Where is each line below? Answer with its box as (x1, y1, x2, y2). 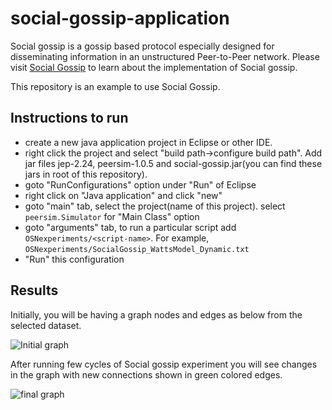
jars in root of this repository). (24, 168, 148, 180)
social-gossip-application (10, 7, 230, 30)
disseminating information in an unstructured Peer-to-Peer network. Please (10, 50, 320, 62)
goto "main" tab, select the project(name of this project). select (24, 200, 286, 212)
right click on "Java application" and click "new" (24, 189, 223, 201)
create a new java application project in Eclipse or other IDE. (24, 136, 273, 148)
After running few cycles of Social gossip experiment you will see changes (10, 358, 318, 370)
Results (10, 282, 59, 299)
